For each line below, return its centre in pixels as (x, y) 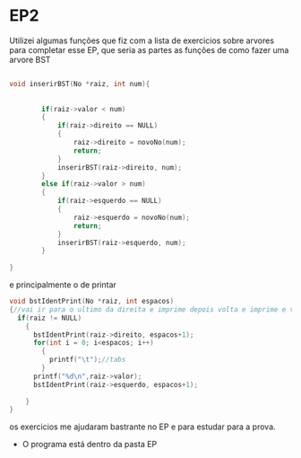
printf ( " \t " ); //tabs (87, 360)
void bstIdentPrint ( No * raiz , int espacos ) (92, 302)
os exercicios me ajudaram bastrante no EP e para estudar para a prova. (142, 427)
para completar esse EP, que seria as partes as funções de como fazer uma (149, 49)
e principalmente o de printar (63, 285)
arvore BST (30, 59)
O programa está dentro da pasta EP (90, 445)
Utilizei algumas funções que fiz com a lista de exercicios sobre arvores (142, 40)
